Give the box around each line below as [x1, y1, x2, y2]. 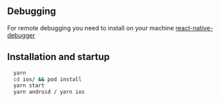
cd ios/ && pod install [13, 76, 82, 83]
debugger [7, 31, 36, 39]
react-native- [175, 23, 213, 32]
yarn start [13, 82, 45, 89]
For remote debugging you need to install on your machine [7, 23, 174, 32]
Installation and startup [7, 51, 110, 63]
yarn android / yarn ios [13, 89, 85, 96]
